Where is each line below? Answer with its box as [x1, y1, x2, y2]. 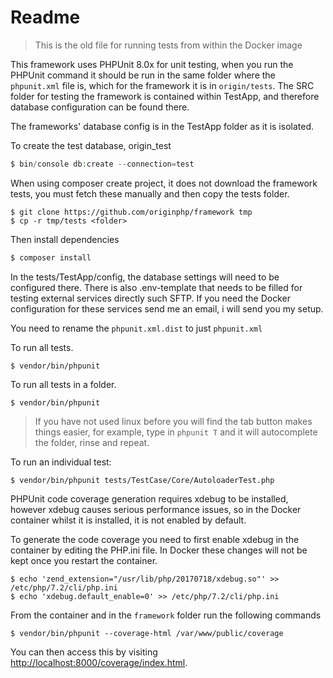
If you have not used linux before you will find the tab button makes [34, 415, 313, 427]
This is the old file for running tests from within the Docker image [34, 39, 303, 51]
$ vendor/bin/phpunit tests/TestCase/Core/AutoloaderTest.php [10, 475, 275, 485]
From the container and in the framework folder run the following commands [10, 609, 322, 621]
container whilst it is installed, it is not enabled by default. [10, 514, 247, 526]
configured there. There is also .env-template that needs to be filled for [10, 281, 303, 293]
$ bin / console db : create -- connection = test [10, 159, 195, 169]
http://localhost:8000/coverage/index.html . [10, 656, 188, 668]
